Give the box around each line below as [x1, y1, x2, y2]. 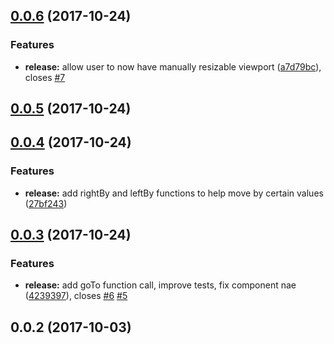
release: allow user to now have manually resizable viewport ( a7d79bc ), [24, 60, 322, 73]
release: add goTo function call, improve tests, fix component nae [24, 279, 297, 291]
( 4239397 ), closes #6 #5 [24, 290, 128, 302]
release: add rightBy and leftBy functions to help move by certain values [24, 187, 324, 199]
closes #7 [24, 71, 66, 83]
